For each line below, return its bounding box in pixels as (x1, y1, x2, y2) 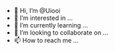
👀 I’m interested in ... (13, 14, 73, 22)
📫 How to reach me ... (13, 37, 79, 44)
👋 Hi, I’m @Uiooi (13, 7, 61, 14)
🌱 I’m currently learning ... (13, 21, 89, 29)
